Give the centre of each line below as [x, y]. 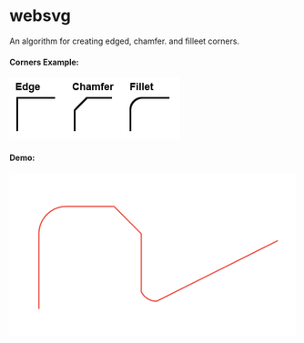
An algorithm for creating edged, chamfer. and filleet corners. [124, 41]
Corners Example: [44, 62]
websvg [40, 16]
